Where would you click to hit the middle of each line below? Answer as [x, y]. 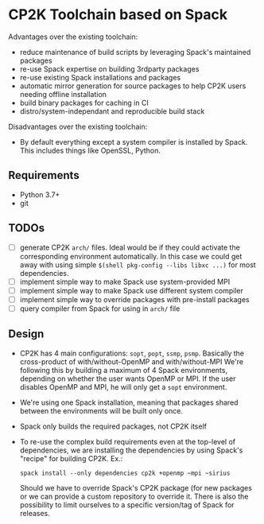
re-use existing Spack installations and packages [100, 77]
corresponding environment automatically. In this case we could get [131, 256]
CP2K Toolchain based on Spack [118, 15]
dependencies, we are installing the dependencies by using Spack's [131, 450]
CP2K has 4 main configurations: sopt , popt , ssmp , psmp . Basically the [132, 353]
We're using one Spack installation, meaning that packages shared [129, 402]
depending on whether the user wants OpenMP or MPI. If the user [128, 378]
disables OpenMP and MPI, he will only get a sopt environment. [123, 386]
